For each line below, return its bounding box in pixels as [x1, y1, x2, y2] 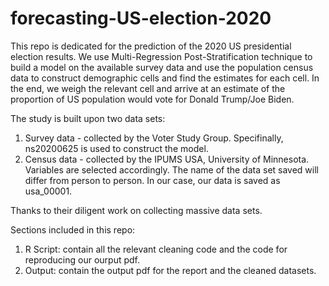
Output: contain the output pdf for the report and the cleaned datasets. [24, 264, 317, 276]
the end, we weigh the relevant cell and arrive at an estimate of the [10, 82, 286, 94]
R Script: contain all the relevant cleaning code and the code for [24, 243, 288, 255]
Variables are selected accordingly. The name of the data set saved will [24, 163, 320, 176]
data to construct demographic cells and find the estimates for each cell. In [10, 72, 320, 84]
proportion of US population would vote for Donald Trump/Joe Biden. [10, 93, 295, 105]
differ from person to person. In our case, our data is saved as [24, 174, 281, 186]
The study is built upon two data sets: [10, 112, 166, 124]
